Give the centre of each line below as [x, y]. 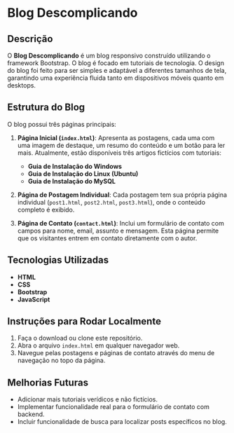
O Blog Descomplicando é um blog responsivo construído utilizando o [109, 55]
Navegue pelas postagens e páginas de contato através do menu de [116, 353]
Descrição [30, 39]
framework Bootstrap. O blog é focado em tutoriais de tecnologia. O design [116, 63]
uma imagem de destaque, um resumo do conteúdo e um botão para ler [121, 145]
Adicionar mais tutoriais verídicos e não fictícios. [88, 399]
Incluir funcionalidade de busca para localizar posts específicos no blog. [122, 422]
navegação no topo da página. [61, 360]
